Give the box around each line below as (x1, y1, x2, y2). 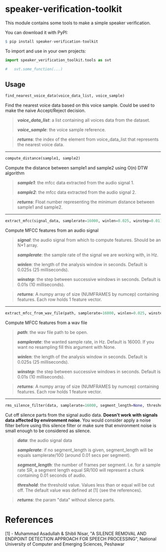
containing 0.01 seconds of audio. (17, 472, 86, 478)
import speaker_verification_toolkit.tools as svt (5, 57, 112, 62)
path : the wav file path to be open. (17, 329, 88, 335)
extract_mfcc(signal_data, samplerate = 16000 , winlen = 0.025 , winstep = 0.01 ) (5, 219, 163, 223)
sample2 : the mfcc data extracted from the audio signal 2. (17, 189, 136, 195)
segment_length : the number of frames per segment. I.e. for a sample (17, 462, 161, 468)
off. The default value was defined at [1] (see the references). (17, 487, 142, 493)
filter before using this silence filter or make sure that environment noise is (5, 422, 157, 428)
